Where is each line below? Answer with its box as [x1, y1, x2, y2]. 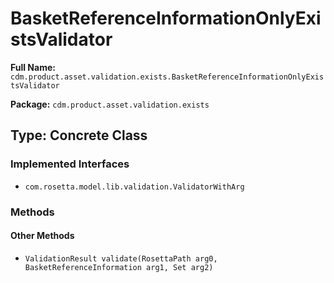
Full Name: [10, 61, 56, 73]
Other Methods [10, 230, 75, 242]
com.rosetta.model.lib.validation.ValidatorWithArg [24, 182, 245, 192]
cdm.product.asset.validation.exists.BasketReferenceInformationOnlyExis [10, 72, 325, 82]
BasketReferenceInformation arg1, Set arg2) [24, 262, 214, 272]
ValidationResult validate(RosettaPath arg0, [24, 253, 218, 264]
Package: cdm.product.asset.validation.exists [10, 98, 210, 110]
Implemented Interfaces [10, 157, 130, 171]
